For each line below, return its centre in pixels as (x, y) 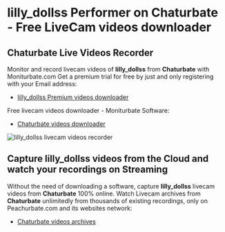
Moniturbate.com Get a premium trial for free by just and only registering (110, 76)
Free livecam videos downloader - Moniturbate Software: (88, 110)
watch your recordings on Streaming (87, 170)
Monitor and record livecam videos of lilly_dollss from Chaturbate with (108, 69)
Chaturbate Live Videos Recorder (80, 53)
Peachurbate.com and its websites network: (70, 208)
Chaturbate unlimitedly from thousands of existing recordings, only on (108, 200)
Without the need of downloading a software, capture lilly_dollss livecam (111, 186)
